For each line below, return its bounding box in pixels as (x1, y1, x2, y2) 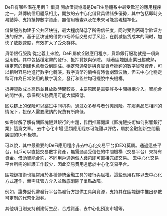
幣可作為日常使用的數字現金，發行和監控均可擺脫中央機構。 (5, 75, 127, 81)
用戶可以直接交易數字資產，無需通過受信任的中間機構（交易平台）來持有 (13, 149, 162, 154)
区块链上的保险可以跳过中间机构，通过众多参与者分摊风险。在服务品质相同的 (5, 103, 162, 108)
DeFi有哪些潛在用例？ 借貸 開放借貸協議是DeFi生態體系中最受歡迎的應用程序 (5, 4, 162, 10)
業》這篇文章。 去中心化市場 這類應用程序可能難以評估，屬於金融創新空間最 (5, 126, 160, 131)
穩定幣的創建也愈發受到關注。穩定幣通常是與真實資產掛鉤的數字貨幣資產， (5, 63, 158, 69)
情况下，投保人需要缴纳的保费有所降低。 (5, 109, 88, 114)
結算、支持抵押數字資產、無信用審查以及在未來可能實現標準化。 (9, 17, 140, 22)
